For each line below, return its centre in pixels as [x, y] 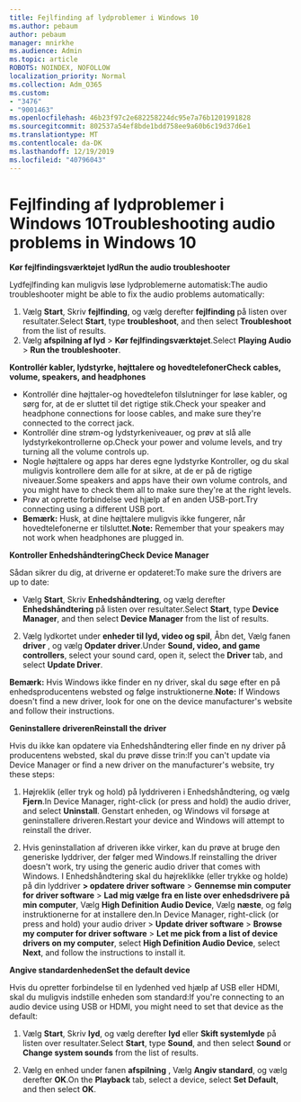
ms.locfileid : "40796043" [58, 160]
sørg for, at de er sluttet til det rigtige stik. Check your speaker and [144, 404]
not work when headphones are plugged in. [103, 538]
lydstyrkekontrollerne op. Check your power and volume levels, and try [152, 443]
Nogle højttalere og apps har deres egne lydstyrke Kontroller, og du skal [155, 461]
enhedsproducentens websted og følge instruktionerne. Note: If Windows [145, 692]
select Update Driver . [62, 665]
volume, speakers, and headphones [78, 377]
